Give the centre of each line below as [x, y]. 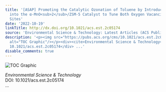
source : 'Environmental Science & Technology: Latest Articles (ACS [77, 33]
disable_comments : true [30, 51]
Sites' [16, 19]
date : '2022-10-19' [25, 23]
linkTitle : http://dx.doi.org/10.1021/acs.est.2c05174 [63, 28]
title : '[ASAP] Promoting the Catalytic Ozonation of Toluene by [74, 10]
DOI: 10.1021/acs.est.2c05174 [35, 80]
